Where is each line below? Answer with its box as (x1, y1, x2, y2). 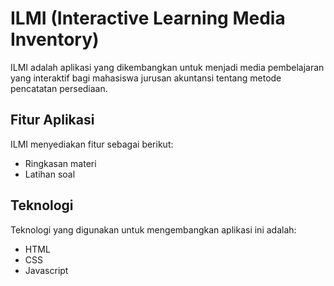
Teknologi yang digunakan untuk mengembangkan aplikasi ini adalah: (10, 223, 297, 236)
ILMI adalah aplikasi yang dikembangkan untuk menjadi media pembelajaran (10, 61, 325, 73)
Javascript (24, 264, 69, 276)
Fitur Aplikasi (10, 112, 95, 129)
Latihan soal (24, 168, 76, 180)
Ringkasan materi (24, 157, 97, 169)
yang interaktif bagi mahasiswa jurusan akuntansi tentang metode (10, 72, 282, 84)
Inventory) (10, 28, 100, 51)
